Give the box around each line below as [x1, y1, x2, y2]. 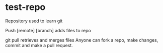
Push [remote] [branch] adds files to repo [5, 27, 92, 33]
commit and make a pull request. [5, 42, 73, 48]
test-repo [5, 1, 46, 13]
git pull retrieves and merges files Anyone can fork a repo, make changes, [5, 37, 158, 43]
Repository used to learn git [5, 18, 63, 24]
